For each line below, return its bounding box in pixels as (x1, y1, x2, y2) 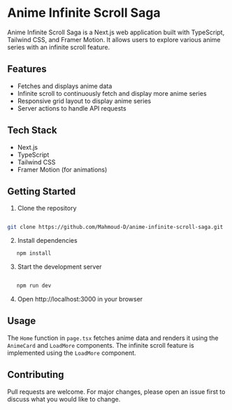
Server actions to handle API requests (17, 104, 127, 113)
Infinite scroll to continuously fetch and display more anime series (17, 89, 208, 97)
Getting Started (7, 185, 76, 197)
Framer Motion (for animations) (17, 165, 108, 174)
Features (7, 63, 47, 75)
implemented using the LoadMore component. (7, 348, 136, 357)
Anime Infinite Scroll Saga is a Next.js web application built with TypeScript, (7, 28, 225, 36)
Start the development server (17, 262, 103, 271)
